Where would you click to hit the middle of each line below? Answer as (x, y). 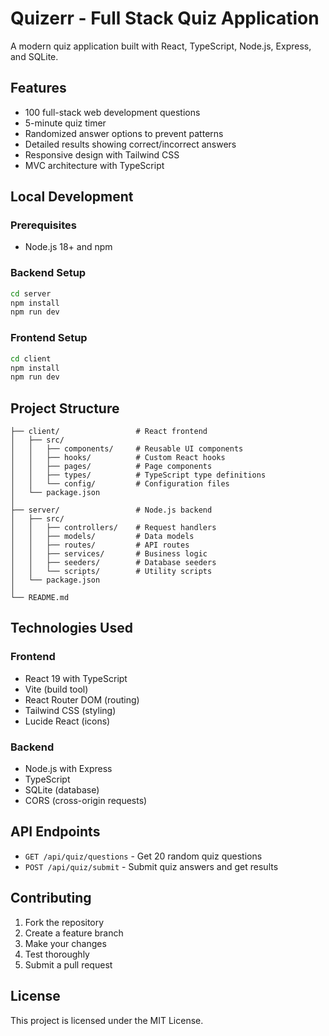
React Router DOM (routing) (82, 699)
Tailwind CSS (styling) (70, 710)
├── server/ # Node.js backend (111, 510)
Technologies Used (71, 628)
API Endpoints (55, 832)
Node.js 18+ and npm (68, 247)
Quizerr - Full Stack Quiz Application (165, 18)
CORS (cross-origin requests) (86, 801)
